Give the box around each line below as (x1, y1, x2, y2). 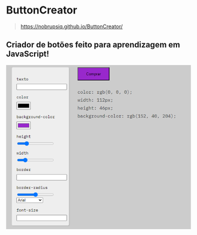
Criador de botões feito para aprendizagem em (6, 40, 181, 50)
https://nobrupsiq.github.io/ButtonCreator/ (20, 23, 123, 30)
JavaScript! (6, 49, 50, 59)
